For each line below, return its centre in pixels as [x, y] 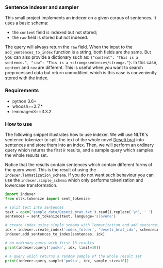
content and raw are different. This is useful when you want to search [74, 67]
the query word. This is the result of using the [50, 169]
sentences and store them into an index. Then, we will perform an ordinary [80, 145]
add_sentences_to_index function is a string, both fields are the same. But [78, 52]
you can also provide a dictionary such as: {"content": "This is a [72, 57]
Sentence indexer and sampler [42, 7]
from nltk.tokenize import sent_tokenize [48, 199]
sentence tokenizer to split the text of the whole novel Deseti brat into [74, 139]
